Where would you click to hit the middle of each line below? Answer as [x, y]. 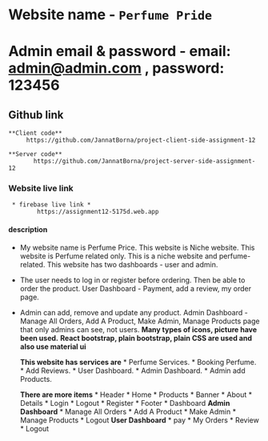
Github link [36, 115]
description [28, 230]
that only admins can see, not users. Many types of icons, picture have [138, 329]
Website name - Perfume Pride [110, 15]
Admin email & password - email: [120, 52]
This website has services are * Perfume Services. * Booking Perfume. [138, 362]
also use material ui [53, 347]
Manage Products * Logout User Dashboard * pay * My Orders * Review [140, 420]
